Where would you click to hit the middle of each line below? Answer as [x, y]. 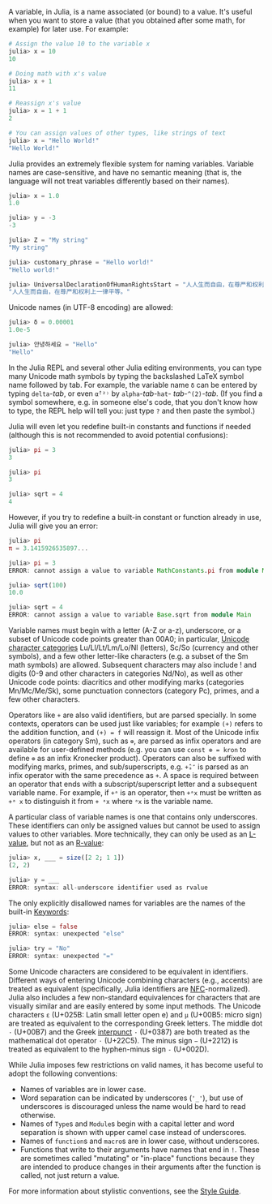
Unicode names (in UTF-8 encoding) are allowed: [91, 307]
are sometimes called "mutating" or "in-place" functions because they [137, 1158]
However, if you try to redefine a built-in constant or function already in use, [135, 517]
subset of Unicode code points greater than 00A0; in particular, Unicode [129, 639]
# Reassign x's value [45, 103]
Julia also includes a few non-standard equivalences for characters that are [134, 998]
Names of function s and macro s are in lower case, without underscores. [140, 1141]
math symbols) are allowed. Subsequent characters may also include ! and [132, 665]
